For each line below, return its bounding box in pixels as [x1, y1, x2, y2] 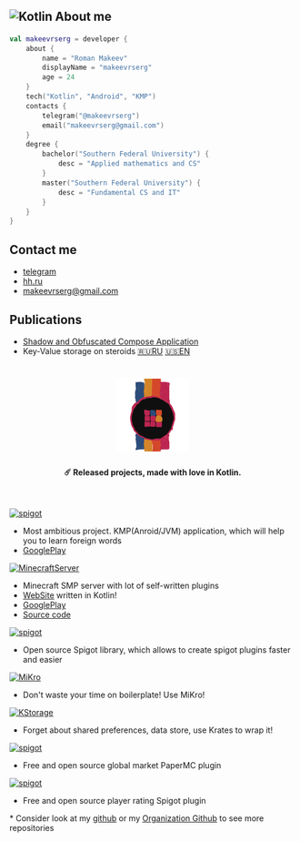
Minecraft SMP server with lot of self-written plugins [22, 580, 220, 592]
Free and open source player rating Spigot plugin [22, 796, 206, 806]
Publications [9, 311, 83, 328]
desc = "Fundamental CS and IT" [57, 188, 181, 197]
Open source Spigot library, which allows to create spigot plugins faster [22, 644, 291, 655]
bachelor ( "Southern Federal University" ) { [42, 149, 209, 159]
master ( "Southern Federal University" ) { [42, 178, 202, 188]
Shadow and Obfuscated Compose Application [22, 336, 199, 347]
